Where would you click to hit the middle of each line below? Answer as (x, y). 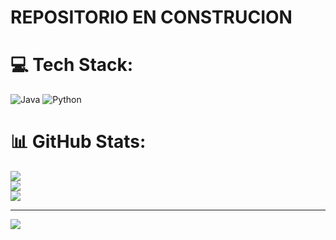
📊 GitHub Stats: (78, 142)
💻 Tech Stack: (72, 65)
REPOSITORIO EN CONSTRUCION (151, 17)
